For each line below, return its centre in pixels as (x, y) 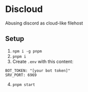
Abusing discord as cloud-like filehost (44, 23)
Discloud (24, 9)
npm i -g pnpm (27, 51)
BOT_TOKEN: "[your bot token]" (38, 70)
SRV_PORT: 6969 (21, 75)
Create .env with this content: (43, 61)
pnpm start (24, 84)
